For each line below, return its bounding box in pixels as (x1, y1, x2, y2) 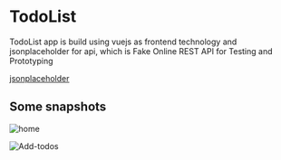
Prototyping (9, 55, 53, 66)
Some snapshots (9, 99, 107, 115)
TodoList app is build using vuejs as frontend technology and (9, 36, 237, 47)
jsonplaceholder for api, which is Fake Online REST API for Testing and (9, 45, 273, 56)
